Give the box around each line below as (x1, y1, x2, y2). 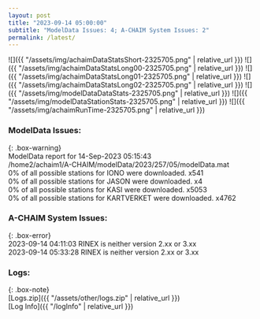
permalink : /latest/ (8, 33, 76, 42)
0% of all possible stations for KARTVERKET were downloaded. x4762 (8, 193, 236, 202)
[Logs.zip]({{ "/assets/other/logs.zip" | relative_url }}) (8, 293, 180, 303)
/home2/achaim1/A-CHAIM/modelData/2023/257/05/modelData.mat (8, 159, 230, 169)
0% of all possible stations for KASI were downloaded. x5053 (8, 184, 207, 194)
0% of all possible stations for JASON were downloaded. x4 (8, 176, 203, 186)
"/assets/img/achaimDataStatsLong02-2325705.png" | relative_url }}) (18, 80, 244, 90)
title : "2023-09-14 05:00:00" (8, 19, 108, 27)
